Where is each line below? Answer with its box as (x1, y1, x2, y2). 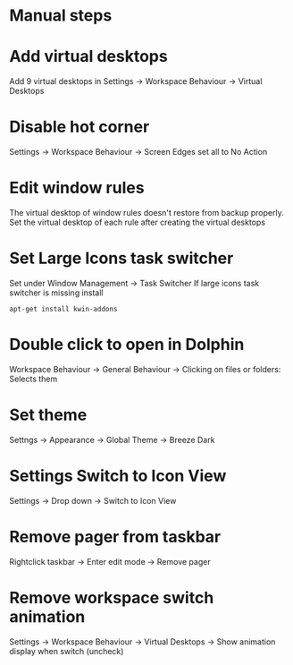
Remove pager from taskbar (9, 526, 222, 547)
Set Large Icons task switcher (9, 248, 234, 269)
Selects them (9, 373, 58, 384)
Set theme (9, 405, 88, 425)
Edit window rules (9, 178, 145, 198)
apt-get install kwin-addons (9, 304, 118, 313)
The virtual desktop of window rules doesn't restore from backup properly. (9, 208, 284, 217)
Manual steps (9, 5, 113, 26)
